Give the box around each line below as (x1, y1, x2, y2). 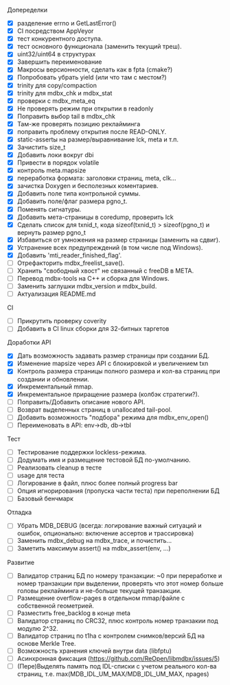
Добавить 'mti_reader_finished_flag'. (16, 251, 122, 259)
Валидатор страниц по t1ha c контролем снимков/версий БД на (16, 631, 205, 640)
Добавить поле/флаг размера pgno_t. (16, 197, 128, 205)
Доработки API (7, 338, 51, 347)
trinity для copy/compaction (16, 81, 97, 89)
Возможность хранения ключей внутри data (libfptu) (16, 647, 172, 655)
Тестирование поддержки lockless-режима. (16, 448, 147, 456)
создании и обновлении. (16, 375, 89, 383)
